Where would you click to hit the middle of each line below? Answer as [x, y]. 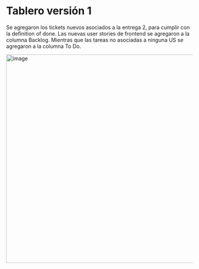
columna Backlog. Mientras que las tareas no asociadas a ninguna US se [95, 40]
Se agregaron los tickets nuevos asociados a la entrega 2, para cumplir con [98, 27]
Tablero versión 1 [49, 11]
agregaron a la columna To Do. [44, 46]
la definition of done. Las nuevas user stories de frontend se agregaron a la [98, 33]
